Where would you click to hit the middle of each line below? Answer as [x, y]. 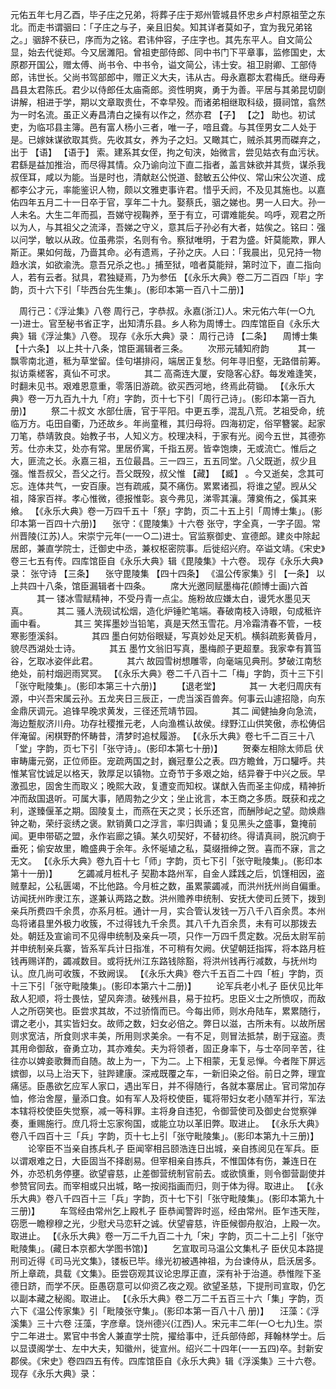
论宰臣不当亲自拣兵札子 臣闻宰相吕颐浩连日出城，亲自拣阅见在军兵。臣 [173, 1148]
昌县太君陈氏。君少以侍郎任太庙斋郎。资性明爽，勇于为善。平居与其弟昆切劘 [168, 89]
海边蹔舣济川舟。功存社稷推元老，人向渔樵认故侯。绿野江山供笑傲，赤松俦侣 [168, 723]
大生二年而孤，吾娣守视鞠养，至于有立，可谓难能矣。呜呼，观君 [176, 214]
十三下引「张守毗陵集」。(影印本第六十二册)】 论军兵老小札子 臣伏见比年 [167, 986]
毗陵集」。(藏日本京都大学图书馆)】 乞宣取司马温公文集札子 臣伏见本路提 [167, 1248]
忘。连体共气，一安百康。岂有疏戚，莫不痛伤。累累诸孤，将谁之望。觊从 [159, 486]
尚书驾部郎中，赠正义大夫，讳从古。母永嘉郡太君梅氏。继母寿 [198, 77]
